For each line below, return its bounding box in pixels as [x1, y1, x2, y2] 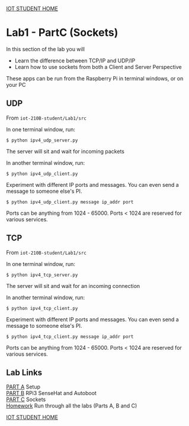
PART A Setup [6, 383, 40, 390]
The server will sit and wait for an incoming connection [6, 282, 140, 289]
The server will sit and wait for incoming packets [6, 148, 124, 155]
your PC [6, 81, 26, 88]
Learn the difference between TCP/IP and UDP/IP [14, 57, 136, 64]
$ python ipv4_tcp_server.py [6, 272, 78, 278]
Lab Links [6, 367, 43, 377]
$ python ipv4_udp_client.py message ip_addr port [6, 199, 134, 205]
